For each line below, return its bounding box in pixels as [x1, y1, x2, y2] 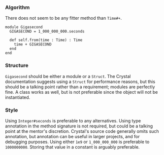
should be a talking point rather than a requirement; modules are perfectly [5, 83, 155, 90]
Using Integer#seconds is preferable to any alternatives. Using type [5, 117, 141, 123]
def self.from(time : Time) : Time [9, 38, 83, 43]
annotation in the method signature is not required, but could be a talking [5, 123, 153, 129]
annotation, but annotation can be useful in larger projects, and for [5, 133, 140, 139]
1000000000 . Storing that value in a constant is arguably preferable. [5, 144, 140, 150]
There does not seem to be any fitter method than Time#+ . [5, 15, 122, 21]
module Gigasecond [5, 25, 43, 30]
